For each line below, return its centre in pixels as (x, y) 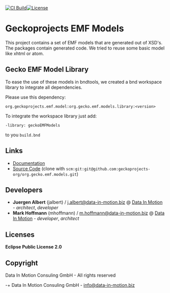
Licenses (20, 235)
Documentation (29, 163)
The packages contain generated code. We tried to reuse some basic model (85, 48)
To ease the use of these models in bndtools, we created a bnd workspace (83, 82)
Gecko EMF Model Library (47, 70)
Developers (24, 190)
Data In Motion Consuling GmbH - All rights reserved (61, 275)
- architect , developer (35, 208)
